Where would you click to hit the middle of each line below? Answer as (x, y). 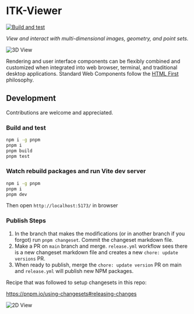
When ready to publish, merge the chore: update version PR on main (98, 265)
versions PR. (30, 258)
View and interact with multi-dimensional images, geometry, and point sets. (97, 38)
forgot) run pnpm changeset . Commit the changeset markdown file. (94, 239)
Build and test (26, 127)
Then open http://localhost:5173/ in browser (62, 205)
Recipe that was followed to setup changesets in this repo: (77, 282)
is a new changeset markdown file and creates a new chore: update (96, 252)
